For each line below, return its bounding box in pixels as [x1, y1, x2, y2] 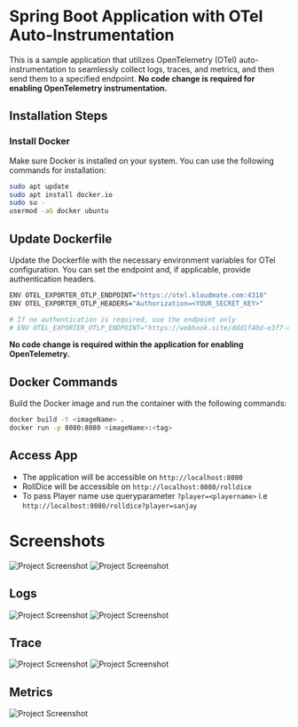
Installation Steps [9, 108, 108, 123]
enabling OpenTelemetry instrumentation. [9, 83, 168, 93]
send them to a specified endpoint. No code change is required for [9, 73, 255, 83]
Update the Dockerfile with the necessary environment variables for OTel [9, 255, 276, 265]
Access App [9, 448, 78, 463]
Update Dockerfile [9, 231, 113, 246]
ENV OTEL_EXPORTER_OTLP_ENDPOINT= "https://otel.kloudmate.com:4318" [9, 290, 268, 299]
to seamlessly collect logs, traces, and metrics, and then [67, 64, 275, 75]
